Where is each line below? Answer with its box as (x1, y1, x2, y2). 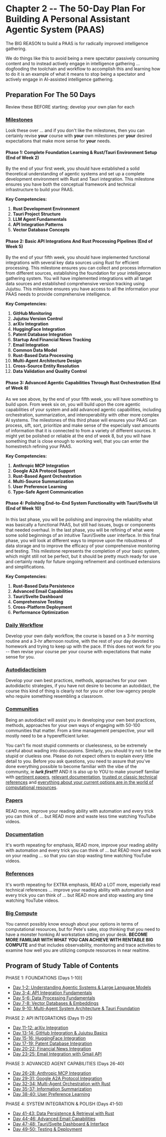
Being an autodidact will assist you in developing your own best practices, (5, 717, 156, 723)
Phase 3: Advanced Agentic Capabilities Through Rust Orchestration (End (5, 380, 161, 386)
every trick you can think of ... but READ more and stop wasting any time (5, 892, 154, 898)
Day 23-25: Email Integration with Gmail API (12, 1051, 102, 1057)
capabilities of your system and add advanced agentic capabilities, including (5, 407, 162, 413)
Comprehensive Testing (12, 599, 64, 605)
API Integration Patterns (12, 221, 64, 228)
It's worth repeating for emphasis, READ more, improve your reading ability (5, 842, 159, 848)
